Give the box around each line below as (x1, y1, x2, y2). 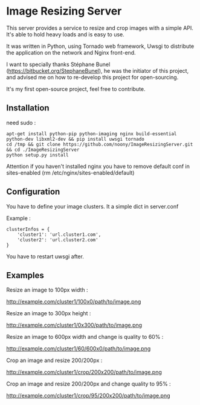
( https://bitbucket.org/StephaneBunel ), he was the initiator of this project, (6, 67, 189, 74)
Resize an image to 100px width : (6, 286, 89, 293)
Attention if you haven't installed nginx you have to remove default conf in (6, 162, 190, 170)
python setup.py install (6, 152, 69, 158)
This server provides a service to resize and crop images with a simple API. (6, 24, 193, 32)
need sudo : (6, 119, 36, 126)
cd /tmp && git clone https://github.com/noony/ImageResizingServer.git (6, 141, 193, 147)
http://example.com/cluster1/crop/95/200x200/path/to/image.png (6, 392, 170, 400)
